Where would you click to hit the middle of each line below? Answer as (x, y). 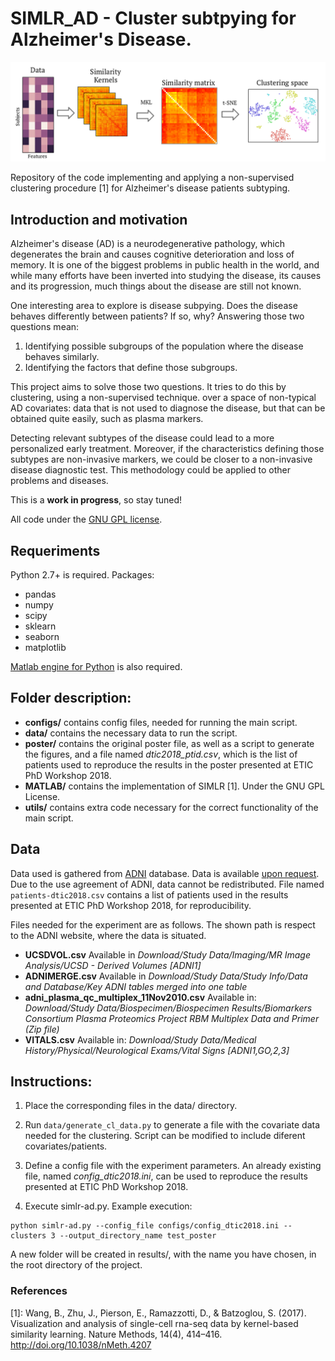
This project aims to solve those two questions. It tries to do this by (148, 387)
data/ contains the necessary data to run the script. (131, 733)
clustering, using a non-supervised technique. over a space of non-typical (163, 398)
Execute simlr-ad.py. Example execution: (108, 1206)
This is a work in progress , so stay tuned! (96, 500)
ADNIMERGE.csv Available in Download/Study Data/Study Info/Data (166, 976)
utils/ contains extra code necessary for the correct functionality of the (171, 807)
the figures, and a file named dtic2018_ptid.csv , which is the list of (161, 754)
